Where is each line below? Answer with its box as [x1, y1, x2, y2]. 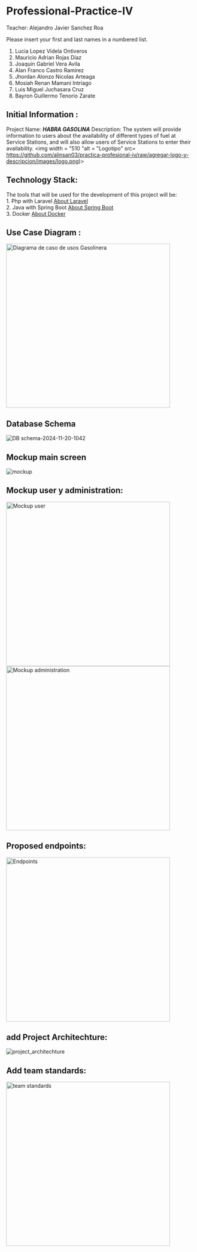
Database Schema [6, 419, 76, 429]
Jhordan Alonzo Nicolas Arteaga [14, 73, 95, 80]
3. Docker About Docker [6, 210, 66, 217]
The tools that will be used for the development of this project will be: [6, 191, 177, 198]
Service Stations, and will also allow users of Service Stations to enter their [6, 138, 191, 146]
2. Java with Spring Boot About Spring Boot [6, 203, 114, 211]
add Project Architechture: [6, 1033, 108, 1043]
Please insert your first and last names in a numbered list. [6, 35, 148, 43]
